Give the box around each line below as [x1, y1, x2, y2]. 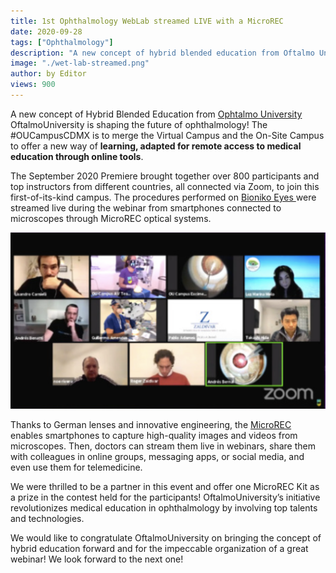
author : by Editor [10, 69, 87, 79]
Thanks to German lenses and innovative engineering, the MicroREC [10, 418, 292, 430]
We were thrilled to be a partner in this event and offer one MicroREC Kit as [10, 480, 320, 492]
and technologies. [10, 512, 85, 524]
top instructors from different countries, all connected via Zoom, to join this [10, 180, 320, 192]
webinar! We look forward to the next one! [10, 553, 184, 565]
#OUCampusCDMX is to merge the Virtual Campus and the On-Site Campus [10, 129, 325, 141]
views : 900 [10, 80, 56, 90]
